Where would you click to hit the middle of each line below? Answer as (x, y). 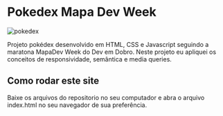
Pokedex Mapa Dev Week (82, 12)
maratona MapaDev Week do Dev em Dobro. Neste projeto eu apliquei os (112, 52)
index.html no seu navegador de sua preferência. (77, 105)
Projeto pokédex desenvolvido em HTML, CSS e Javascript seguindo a (108, 44)
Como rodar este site (53, 81)
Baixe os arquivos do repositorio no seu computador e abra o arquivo (106, 97)
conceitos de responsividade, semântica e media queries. (89, 59)
